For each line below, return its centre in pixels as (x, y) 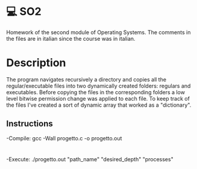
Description (36, 63)
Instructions (30, 124)
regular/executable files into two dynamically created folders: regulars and (98, 86)
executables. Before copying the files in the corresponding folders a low (96, 92)
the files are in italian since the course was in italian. (71, 38)
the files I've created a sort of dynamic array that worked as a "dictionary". (99, 105)
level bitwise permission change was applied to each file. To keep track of (98, 98)
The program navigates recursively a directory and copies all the (86, 79)
